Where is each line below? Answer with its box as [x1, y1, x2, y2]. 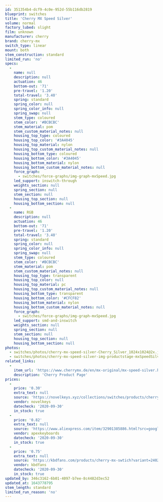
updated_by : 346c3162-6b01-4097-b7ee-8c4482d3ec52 [5, 476, 110, 481]
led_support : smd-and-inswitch [14, 318, 77, 323]
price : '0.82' [14, 418, 42, 422]
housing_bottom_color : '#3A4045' [14, 156, 81, 161]
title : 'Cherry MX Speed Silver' [5, 16, 73, 21]
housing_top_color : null [14, 277, 64, 283]
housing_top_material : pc [14, 282, 66, 287]
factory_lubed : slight [5, 25, 51, 30]
